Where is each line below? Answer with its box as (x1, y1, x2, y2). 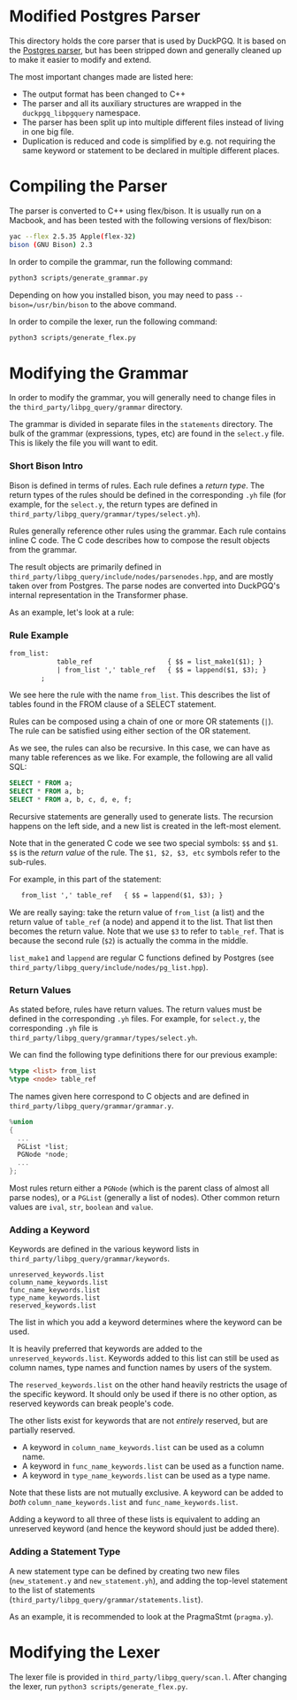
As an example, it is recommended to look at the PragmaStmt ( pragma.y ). (9, 1611, 274, 1622)
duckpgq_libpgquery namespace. (21, 107, 141, 118)
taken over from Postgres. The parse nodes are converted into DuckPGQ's (9, 580, 280, 591)
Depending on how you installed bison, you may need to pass (9, 290, 233, 300)
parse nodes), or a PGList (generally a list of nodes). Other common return (9, 1192, 280, 1203)
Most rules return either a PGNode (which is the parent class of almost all (9, 1183, 270, 1193)
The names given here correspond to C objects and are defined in (9, 1091, 249, 1101)
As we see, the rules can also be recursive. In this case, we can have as (9, 742, 270, 754)
